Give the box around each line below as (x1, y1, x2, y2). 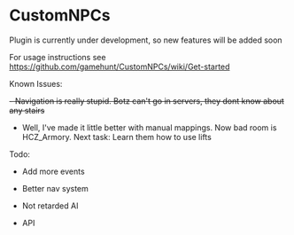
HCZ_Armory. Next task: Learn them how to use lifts (21, 131, 213, 142)
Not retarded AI (21, 200, 79, 211)
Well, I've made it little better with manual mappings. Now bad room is (21, 121, 277, 133)
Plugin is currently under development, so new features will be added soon (9, 35, 282, 45)
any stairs (9, 105, 45, 115)
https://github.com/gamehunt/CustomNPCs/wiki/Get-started (9, 61, 230, 72)
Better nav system (21, 183, 89, 193)
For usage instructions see (9, 51, 106, 62)
